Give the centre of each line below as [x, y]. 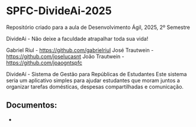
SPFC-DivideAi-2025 [59, 11]
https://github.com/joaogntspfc [44, 63]
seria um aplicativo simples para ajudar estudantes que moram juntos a [93, 80]
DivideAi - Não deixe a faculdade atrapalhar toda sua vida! [77, 38]
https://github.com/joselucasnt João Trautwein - [65, 56]
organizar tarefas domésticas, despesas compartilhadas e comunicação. [95, 86]
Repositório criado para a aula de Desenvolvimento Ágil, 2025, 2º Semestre [98, 27]
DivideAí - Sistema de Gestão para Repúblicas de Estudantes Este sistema [97, 74]
